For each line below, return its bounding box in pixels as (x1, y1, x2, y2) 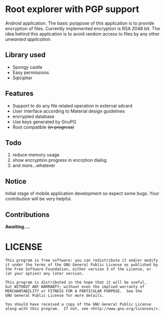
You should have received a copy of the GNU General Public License (5, 301, 151, 307)
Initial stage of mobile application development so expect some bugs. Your (5, 190, 159, 196)
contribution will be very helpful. (5, 196, 72, 202)
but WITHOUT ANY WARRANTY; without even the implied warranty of (5, 284, 144, 289)
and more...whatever (12, 162, 56, 169)
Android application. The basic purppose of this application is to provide (5, 20, 154, 26)
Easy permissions (12, 69, 49, 75)
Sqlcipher (12, 74, 33, 81)
